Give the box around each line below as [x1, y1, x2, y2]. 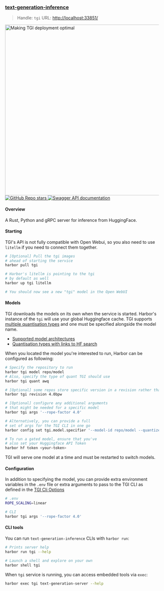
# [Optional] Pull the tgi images [5, 254, 76, 258]
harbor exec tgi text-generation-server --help [5, 581, 104, 586]
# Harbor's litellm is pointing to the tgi [5, 272, 95, 276]
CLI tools [5, 525, 23, 531]
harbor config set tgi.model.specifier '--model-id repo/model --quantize [5, 428, 161, 433]
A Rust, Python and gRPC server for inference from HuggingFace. [5, 217, 138, 223]
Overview [5, 206, 25, 212]
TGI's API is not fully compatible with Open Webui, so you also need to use [5, 239, 155, 245]
